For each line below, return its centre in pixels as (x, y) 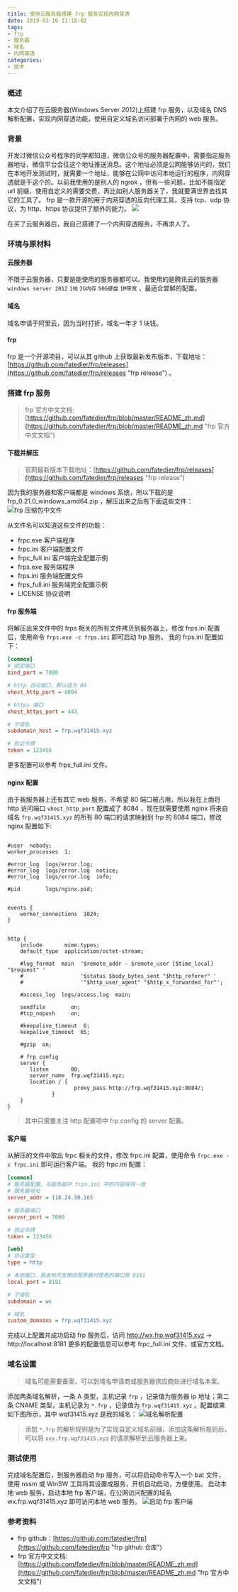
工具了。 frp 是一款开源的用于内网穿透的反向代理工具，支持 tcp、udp (120, 200)
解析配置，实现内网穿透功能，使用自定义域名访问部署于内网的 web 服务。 (114, 119)
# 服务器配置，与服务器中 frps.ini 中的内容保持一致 (76, 1184)
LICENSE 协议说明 (44, 594)
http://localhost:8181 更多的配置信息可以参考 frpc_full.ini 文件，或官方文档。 (118, 1344)
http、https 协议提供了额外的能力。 (79, 209)
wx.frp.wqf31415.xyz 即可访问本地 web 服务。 (74, 1501)
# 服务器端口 (24, 1210)
